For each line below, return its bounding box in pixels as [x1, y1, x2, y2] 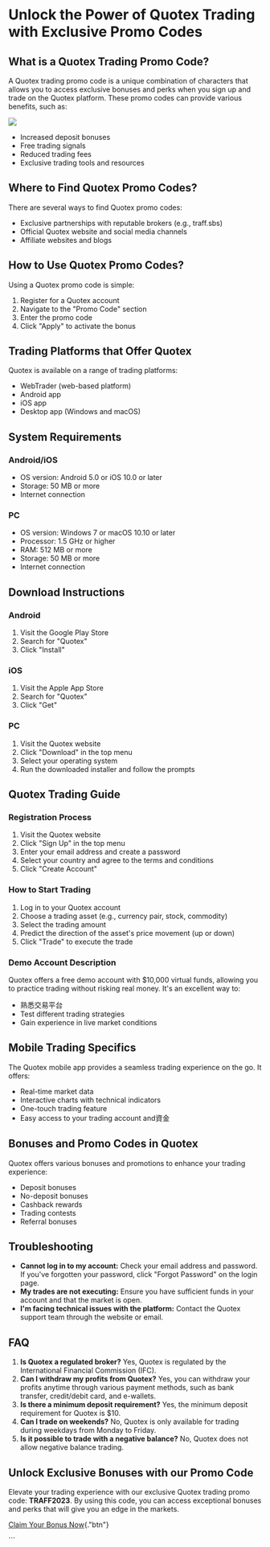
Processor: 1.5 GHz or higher [19, 536, 116, 546]
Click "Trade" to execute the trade [19, 937, 133, 946]
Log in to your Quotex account [19, 902, 121, 912]
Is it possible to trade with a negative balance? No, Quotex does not [19, 1434, 249, 1444]
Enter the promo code [19, 312, 92, 322]
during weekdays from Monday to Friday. [19, 1426, 157, 1435]
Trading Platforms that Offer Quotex [8, 344, 192, 359]
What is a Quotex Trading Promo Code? [8, 55, 210, 68]
